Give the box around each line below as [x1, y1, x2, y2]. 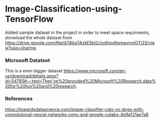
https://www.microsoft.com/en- [63, 68, 127, 74]
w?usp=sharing [5, 45, 36, 51]
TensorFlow [5, 14, 54, 25]
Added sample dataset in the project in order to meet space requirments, [5, 29, 150, 35]
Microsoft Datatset [5, 57, 50, 64]
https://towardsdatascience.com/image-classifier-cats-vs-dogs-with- [5, 106, 144, 112]
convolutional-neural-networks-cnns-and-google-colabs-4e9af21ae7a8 [5, 111, 149, 117]
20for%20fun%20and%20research [5, 83, 76, 89]
